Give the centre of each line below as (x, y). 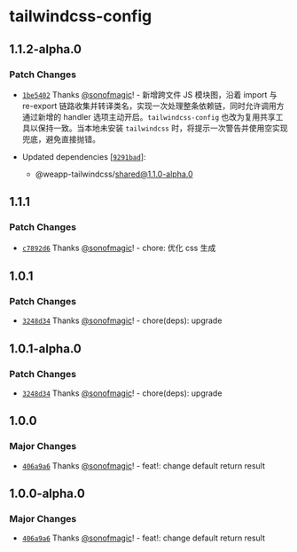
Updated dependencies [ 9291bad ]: (84, 156)
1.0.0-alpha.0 (47, 494)
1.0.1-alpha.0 (45, 348)
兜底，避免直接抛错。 (61, 138)
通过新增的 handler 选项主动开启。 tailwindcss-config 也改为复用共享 (149, 116)
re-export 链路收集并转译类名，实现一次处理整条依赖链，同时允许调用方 (153, 106)
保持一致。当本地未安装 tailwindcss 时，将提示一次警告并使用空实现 (163, 128)
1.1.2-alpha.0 (46, 49)
